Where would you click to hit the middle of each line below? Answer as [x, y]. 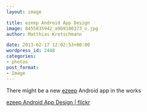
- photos [17, 62]
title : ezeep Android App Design [48, 23]
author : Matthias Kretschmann [44, 34]
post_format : [23, 67]
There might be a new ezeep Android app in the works [74, 90]
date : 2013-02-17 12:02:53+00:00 [48, 45]
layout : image [24, 12]
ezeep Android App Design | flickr [48, 102]
